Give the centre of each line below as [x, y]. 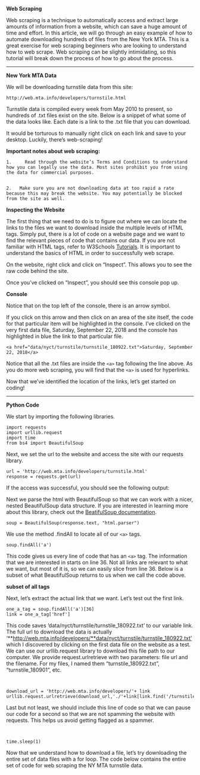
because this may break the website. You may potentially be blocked [94, 193]
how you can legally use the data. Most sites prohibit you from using [97, 167]
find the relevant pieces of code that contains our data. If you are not [90, 240]
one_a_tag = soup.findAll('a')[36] [50, 609]
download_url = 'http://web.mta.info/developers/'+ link [78, 691]
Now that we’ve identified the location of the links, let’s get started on [91, 381]
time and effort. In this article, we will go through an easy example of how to [99, 33]
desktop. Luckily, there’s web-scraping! [54, 139]
